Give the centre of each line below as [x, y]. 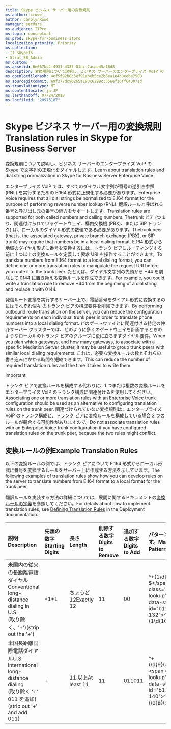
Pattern [158, 549]
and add [18, 712]
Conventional [24, 587]
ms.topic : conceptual [28, 34]
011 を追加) [22, 699]
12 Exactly [82, 600]
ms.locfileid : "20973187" [33, 100]
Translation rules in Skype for [69, 138]
